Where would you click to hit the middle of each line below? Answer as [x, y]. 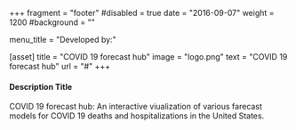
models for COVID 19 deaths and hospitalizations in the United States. [137, 116]
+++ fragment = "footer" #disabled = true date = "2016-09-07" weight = [142, 13]
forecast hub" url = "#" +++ [60, 66]
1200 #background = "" [52, 22]
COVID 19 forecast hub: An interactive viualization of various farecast [136, 107]
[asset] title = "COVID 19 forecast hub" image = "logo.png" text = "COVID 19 [148, 57]
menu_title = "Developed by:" [63, 40]
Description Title [41, 86]
